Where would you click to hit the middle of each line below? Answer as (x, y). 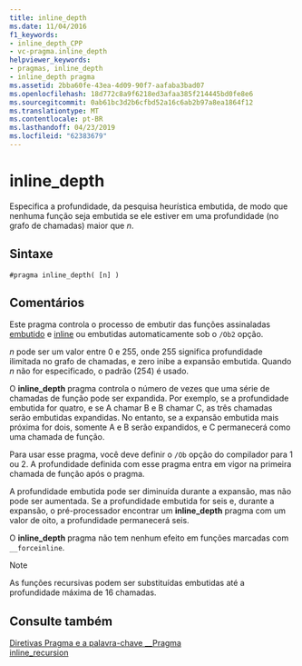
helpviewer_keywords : (50, 60)
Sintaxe (31, 254)
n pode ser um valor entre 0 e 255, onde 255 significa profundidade (136, 352)
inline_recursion (39, 653)
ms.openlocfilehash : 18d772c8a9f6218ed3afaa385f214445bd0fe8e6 (132, 94)
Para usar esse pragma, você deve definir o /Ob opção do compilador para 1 (151, 454)
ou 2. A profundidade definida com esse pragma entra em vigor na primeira (151, 464)
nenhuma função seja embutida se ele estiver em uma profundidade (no (144, 215)
